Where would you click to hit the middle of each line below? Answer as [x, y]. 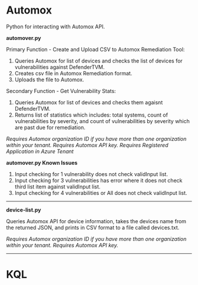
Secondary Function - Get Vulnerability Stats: [61, 91]
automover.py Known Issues [42, 163]
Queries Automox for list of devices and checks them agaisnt [89, 102]
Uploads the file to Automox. [49, 79]
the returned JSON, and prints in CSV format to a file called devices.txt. [93, 227]
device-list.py [24, 210]
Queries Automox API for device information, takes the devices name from [96, 221]
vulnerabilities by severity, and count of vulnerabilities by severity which [102, 121]
